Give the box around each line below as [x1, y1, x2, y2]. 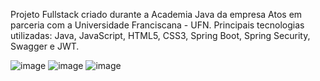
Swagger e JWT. [10, 40, 80, 52]
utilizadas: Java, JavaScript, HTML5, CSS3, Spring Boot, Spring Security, [10, 30, 311, 41]
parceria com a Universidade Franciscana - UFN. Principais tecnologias [10, 19, 305, 31]
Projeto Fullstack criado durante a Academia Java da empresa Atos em [10, 9, 303, 20]
